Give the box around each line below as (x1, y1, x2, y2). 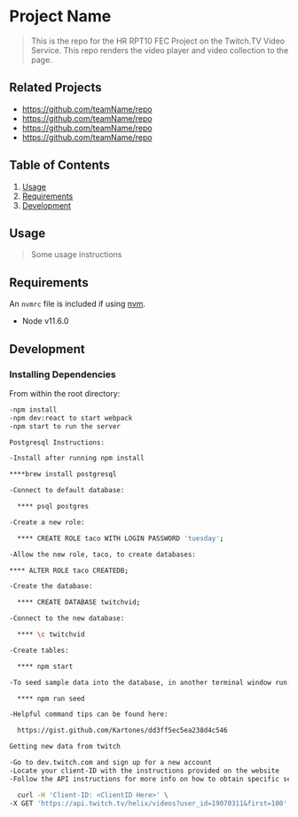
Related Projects (9, 80, 102, 95)
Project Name (9, 6, 112, 27)
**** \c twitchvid (17, 630, 86, 639)
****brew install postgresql (9, 470, 117, 479)
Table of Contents (9, 158, 111, 173)
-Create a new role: (9, 517, 86, 527)
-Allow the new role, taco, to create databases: (9, 550, 197, 559)
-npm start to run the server (9, 421, 122, 431)
